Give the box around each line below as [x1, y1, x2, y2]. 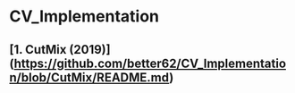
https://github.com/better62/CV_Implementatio [13, 55, 287, 71]
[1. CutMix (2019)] [9, 42, 111, 57]
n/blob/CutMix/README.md [9, 70, 170, 85]
